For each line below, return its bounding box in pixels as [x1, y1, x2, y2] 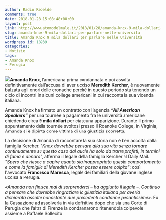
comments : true [5, 12, 37, 17]
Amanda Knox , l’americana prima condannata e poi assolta [10, 77, 131, 83]
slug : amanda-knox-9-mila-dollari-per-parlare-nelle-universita [5, 30, 140, 35]
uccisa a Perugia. [5, 175, 41, 180]
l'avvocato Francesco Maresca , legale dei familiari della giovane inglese [5, 169, 153, 176]
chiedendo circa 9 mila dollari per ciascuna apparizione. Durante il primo [5, 118, 154, 124]
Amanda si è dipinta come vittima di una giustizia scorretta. [5, 128, 125, 134]
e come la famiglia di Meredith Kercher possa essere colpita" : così [5, 164, 141, 170]
